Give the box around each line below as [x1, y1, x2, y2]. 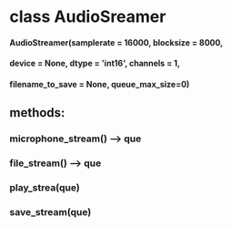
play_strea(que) [9, 181, 80, 194]
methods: [9, 105, 66, 120]
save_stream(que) [9, 206, 92, 219]
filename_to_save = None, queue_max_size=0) [9, 78, 190, 89]
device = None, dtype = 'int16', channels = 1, [9, 57, 180, 69]
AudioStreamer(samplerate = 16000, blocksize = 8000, [9, 36, 224, 47]
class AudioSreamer [9, 6, 166, 27]
